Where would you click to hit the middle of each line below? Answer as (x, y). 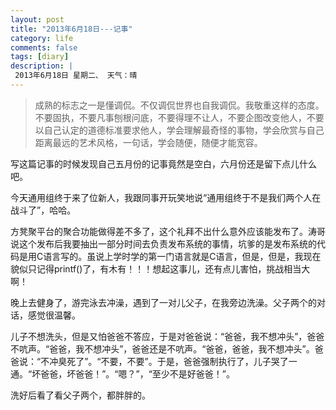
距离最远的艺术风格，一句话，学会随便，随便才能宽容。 (148, 142)
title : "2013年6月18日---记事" (71, 29)
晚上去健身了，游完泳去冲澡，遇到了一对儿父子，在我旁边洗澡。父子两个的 (163, 302)
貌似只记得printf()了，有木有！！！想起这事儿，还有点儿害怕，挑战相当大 (160, 268)
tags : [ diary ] (40, 57)
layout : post (37, 19)
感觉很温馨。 (54, 315)
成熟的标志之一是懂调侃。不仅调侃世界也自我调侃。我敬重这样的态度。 (179, 105)
